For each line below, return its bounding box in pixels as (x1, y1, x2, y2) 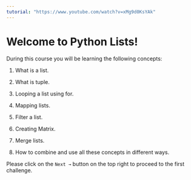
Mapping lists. (15, 101, 50, 109)
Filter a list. (15, 113, 43, 121)
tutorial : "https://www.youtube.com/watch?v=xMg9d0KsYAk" (6, 8, 156, 15)
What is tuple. (15, 78, 50, 85)
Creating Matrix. (15, 125, 56, 132)
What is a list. (15, 66, 49, 74)
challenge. (6, 167, 33, 174)
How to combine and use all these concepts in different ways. (15, 149, 170, 156)
